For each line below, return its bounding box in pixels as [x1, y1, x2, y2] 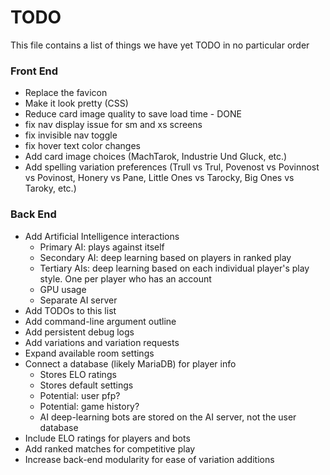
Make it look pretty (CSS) [24, 97, 129, 110]
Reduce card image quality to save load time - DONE [24, 108, 242, 120]
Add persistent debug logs [24, 326, 135, 338]
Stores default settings [39, 379, 134, 391]
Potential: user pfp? [39, 389, 121, 401]
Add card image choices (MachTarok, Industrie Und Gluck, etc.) [24, 151, 288, 163]
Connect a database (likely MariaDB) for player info [24, 357, 237, 370]
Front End [10, 64, 59, 78]
